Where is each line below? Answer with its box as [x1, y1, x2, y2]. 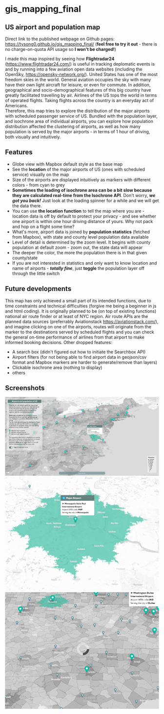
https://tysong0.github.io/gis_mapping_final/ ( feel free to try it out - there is [5, 41, 157, 47]
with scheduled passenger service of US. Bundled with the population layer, [5, 113, 158, 119]
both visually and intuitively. [5, 134, 61, 140]
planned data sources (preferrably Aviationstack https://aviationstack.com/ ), [5, 319, 159, 324]
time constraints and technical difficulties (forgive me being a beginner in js [5, 303, 157, 309]
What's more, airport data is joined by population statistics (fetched [12, 229, 150, 235]
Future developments [5, 285, 72, 293]
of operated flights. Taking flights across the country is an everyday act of [5, 98, 154, 103]
